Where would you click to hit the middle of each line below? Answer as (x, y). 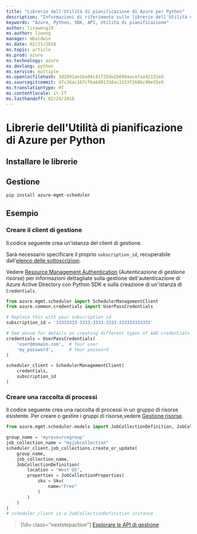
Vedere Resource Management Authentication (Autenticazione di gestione (96, 272)
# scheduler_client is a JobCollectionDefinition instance (80, 513)
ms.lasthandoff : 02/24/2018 (40, 98)
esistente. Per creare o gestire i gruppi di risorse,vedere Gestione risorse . (95, 416)
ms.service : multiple (33, 72)
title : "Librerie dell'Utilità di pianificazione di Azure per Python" (95, 11)
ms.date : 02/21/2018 (31, 45)
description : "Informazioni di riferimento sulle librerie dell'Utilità (97, 17)
